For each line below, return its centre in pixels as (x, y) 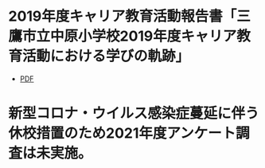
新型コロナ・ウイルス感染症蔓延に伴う (134, 113)
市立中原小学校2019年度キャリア (130, 36)
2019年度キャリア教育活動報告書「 (123, 16)
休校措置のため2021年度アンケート (122, 133)
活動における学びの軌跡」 (106, 56)
